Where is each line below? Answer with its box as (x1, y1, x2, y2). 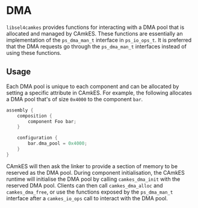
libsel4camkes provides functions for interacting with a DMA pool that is (6, 24, 185, 31)
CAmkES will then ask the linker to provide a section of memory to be (6, 162, 178, 169)
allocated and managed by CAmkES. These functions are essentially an (6, 30, 183, 37)
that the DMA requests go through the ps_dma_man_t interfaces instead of (6, 43, 187, 50)
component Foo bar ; (28, 118, 77, 124)
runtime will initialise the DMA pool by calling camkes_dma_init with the (6, 175, 181, 183)
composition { (17, 113, 52, 119)
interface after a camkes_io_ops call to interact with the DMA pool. (6, 194, 169, 202)
